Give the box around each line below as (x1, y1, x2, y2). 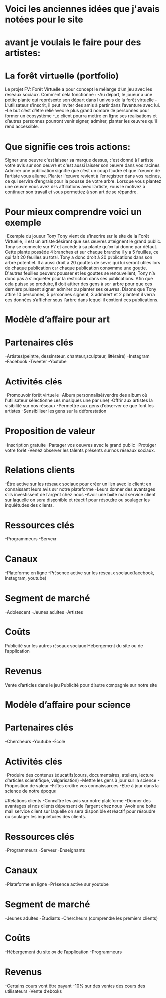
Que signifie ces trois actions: (5, 141, 131, 152)
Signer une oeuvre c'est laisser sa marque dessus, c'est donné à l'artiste (5, 157, 154, 163)
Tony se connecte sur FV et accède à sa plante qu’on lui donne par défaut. (5, 244, 158, 250)
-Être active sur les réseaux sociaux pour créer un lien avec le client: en (5, 481, 152, 487)
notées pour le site (5, 14, 83, 25)
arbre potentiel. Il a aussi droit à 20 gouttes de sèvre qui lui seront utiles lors (5, 260, 160, 266)
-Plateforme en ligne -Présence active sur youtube (5, 881, 109, 887)
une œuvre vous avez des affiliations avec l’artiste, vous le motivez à (5, 184, 145, 190)
